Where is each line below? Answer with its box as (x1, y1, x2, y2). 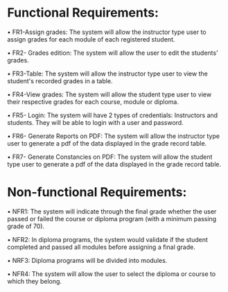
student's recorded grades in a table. (7, 76, 113, 85)
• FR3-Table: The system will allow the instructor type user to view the (7, 69, 208, 78)
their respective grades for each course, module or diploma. (7, 97, 179, 105)
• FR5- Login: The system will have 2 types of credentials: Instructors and (7, 111, 218, 119)
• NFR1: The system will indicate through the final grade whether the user (7, 207, 217, 216)
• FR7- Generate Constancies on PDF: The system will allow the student (7, 153, 213, 161)
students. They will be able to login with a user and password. (7, 118, 184, 126)
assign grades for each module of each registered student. (7, 35, 175, 43)
